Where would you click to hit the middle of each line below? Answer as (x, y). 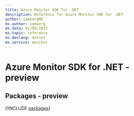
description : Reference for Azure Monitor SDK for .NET (64, 14)
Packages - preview (37, 96)
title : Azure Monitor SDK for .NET (42, 10)
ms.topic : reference (27, 33)
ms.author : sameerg (25, 24)
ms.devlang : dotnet (25, 38)
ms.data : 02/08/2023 (27, 28)
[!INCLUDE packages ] (28, 108)
